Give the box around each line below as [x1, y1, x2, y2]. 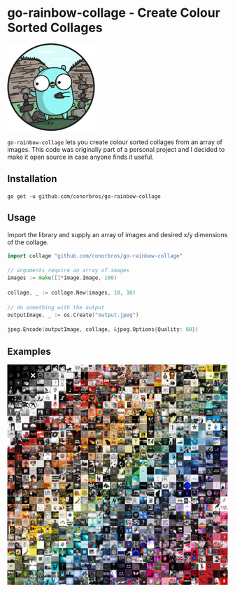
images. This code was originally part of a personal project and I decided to [7, 145, 225, 153]
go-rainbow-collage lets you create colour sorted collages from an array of [7, 138, 222, 146]
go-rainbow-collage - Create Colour [7, 5, 220, 21]
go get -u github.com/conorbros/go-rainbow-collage [7, 192, 161, 200]
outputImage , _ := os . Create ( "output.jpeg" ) [7, 311, 139, 318]
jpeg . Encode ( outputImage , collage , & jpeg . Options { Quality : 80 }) [7, 326, 199, 333]
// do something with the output [7, 304, 105, 311]
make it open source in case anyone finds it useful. [7, 153, 154, 161]
